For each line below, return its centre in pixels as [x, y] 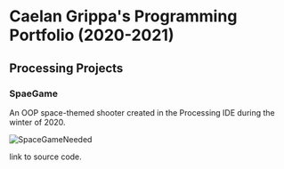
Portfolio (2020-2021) [92, 35]
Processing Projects [66, 68]
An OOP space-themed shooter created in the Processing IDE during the [142, 112]
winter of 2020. [37, 122]
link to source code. [45, 157]
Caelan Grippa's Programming [123, 16]
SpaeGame [33, 93]
